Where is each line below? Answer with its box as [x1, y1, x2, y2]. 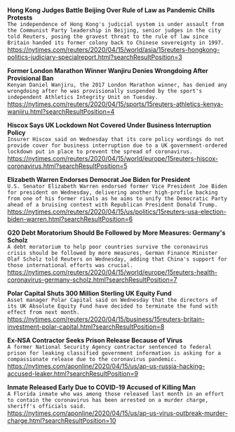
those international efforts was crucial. [7, 262, 133, 269]
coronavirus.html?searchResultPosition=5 [7, 162, 128, 170]
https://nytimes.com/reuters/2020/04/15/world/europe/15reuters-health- [7, 268, 217, 276]
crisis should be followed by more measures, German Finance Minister [7, 249, 218, 256]
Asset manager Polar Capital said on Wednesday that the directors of [7, 296, 218, 303]
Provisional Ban [7, 74, 54, 82]
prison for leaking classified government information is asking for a [7, 350, 221, 357]
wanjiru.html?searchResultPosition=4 [7, 107, 115, 115]
